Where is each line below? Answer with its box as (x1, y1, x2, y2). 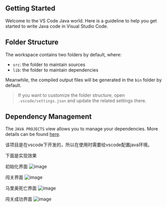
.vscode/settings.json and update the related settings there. (17, 97, 147, 104)
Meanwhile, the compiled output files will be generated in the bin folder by (5, 77, 162, 83)
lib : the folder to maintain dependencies (12, 66, 99, 73)
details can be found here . (5, 131, 61, 137)
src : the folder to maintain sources (12, 61, 86, 67)
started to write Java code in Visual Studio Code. (5, 23, 108, 29)
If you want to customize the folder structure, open (17, 92, 125, 98)
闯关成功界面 (5, 196, 32, 202)
